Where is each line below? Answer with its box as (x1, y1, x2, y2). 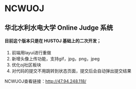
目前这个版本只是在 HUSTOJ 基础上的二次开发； (4, 38, 101, 44)
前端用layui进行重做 (11, 50, 52, 55)
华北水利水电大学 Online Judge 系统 (4, 23, 113, 32)
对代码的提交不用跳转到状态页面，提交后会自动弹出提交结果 (11, 68, 132, 73)
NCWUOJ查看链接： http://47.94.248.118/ (4, 78, 86, 84)
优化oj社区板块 (11, 62, 41, 68)
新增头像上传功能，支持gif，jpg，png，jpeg (11, 55, 100, 61)
